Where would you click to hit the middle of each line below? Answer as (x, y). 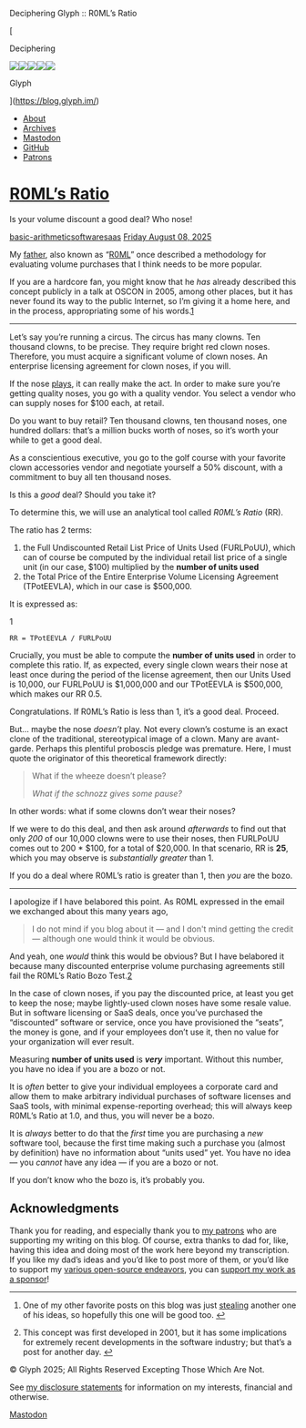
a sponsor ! (30, 1279)
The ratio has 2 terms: (51, 530)
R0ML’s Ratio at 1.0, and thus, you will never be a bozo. (112, 1116)
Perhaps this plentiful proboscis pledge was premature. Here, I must (163, 748)
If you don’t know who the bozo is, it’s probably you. (107, 1179)
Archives (39, 128)
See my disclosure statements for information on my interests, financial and (151, 1387)
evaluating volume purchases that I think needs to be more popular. (136, 264)
